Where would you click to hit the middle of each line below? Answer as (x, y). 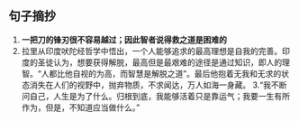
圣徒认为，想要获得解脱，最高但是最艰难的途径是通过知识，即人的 (160, 62)
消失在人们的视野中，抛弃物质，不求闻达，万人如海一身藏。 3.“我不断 (158, 85)
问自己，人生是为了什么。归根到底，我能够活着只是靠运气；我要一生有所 (155, 96)
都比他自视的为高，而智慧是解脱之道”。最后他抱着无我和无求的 (165, 73)
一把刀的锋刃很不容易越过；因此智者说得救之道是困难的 (124, 40)
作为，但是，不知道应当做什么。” (81, 107)
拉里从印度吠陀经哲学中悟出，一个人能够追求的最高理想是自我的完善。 (152, 51)
